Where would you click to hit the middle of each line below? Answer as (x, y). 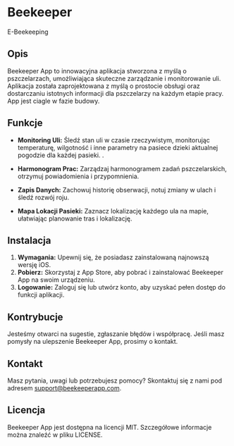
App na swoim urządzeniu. (56, 280)
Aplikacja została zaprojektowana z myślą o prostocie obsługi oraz (104, 86)
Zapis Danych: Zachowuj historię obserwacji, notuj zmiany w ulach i (117, 190)
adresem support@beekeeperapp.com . (64, 388)
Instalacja (29, 240)
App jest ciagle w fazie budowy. (54, 101)
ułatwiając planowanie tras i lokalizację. (75, 218)
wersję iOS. (34, 265)
